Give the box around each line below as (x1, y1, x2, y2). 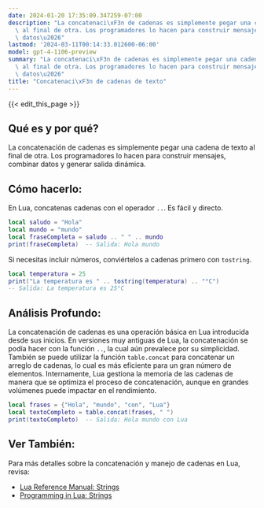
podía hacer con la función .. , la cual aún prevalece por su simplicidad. (8, 344, 240, 354)
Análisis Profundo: (8, 306, 101, 320)
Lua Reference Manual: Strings (19, 482, 120, 491)
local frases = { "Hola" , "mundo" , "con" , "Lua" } (8, 401, 170, 410)
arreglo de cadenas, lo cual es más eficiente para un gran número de (8, 361, 232, 370)
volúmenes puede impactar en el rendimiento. (8, 386, 157, 395)
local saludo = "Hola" (8, 218, 82, 227)
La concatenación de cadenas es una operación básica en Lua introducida (8, 328, 250, 337)
